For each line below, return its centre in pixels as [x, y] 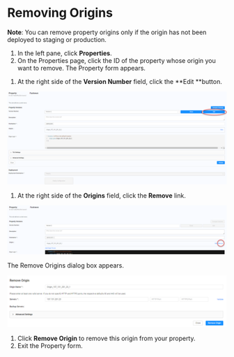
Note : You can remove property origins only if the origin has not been [107, 32]
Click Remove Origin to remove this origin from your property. [107, 338]
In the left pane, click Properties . [65, 53]
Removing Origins [60, 13]
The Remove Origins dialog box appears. [65, 265]
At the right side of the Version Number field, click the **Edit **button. [120, 81]
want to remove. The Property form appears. [81, 68]
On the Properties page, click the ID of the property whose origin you [116, 60]
